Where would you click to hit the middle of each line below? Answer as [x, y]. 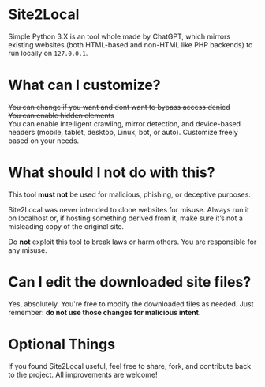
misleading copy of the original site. [66, 226]
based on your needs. [44, 141]
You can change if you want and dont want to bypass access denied [119, 107]
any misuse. [28, 250]
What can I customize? [84, 85]
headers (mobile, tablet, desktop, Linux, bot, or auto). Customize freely [123, 132]
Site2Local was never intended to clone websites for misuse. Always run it [129, 209]
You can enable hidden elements [62, 115]
